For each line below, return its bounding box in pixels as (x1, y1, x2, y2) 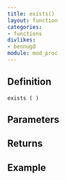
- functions (7, 30, 42, 37)
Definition (7, 76, 51, 88)
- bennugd (7, 43, 37, 50)
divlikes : (7, 37, 37, 44)
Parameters (7, 114, 60, 126)
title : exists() (7, 10, 55, 18)
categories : (7, 23, 42, 30)
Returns (7, 138, 44, 150)
